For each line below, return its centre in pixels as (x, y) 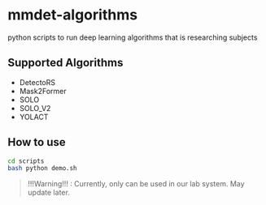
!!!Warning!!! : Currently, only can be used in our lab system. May (136, 184)
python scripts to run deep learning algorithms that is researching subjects (133, 37)
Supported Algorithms (65, 63)
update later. (48, 193)
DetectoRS (37, 82)
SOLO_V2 (35, 108)
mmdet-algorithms (73, 15)
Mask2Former (43, 91)
